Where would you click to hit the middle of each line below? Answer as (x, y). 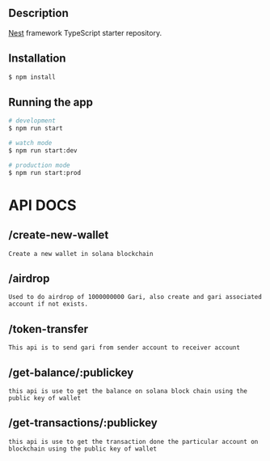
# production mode (39, 165)
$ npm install (32, 77)
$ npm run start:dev (43, 150)
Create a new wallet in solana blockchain (81, 254)
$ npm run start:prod (45, 173)
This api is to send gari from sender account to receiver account (124, 348)
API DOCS (42, 205)
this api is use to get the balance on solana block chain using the (128, 391)
